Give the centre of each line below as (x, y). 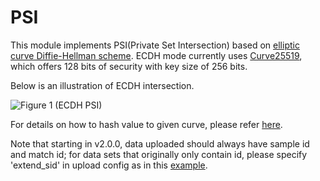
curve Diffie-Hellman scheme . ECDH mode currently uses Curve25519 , (156, 55)
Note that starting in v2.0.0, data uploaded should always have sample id (160, 143)
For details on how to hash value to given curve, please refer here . (146, 124)
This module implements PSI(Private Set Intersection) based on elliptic (155, 45)
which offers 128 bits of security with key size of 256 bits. (129, 66)
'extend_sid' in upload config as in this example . (109, 165)
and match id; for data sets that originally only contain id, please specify (159, 154)
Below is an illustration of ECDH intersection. (102, 85)
